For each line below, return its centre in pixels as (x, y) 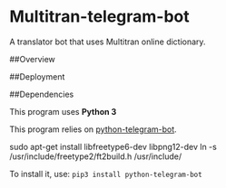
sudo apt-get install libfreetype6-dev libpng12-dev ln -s (113, 146)
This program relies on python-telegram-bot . (93, 129)
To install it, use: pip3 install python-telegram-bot (106, 174)
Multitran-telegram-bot (100, 17)
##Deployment (37, 76)
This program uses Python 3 (63, 111)
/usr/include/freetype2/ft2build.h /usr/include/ (96, 156)
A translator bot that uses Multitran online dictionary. (108, 42)
